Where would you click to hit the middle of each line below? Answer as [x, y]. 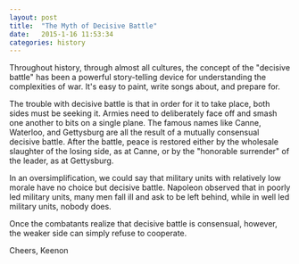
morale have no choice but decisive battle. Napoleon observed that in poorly [150, 187]
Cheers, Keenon [39, 251]
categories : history [48, 42]
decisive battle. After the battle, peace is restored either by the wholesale [144, 142]
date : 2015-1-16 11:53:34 [62, 34]
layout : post [33, 17]
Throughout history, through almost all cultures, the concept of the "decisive [150, 68]
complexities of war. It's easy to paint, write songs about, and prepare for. [145, 87]
